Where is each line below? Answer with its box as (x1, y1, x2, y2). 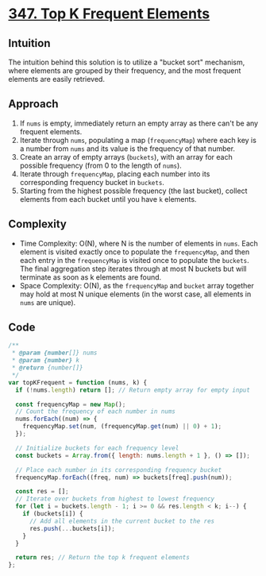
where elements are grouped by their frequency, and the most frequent (8, 66, 241, 75)
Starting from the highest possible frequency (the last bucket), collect (19, 186, 248, 195)
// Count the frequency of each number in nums (15, 408, 176, 416)
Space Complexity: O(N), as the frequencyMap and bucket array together (19, 280, 254, 290)
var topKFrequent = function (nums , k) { (8, 378, 148, 386)
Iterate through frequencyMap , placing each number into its (19, 168, 210, 179)
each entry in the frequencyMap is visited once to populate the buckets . (19, 255, 250, 265)
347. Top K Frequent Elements (8, 5, 210, 23)
